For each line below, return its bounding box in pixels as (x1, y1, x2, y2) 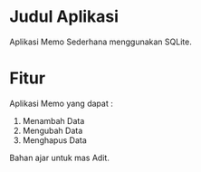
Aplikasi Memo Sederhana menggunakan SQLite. (9, 36, 192, 47)
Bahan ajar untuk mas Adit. (9, 152, 110, 163)
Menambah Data (22, 115, 85, 126)
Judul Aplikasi (9, 6, 120, 27)
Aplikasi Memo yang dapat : (9, 98, 113, 109)
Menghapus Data (22, 134, 88, 146)
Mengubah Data (22, 125, 83, 136)
